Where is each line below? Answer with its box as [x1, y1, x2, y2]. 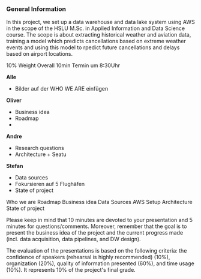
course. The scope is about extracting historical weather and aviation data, [6, 31, 191, 38]
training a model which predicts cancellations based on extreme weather [6, 38, 186, 45]
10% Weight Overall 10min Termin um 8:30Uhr [6, 62, 121, 69]
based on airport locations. [6, 50, 73, 58]
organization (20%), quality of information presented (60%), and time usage [6, 260, 195, 267]
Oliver [6, 97, 22, 104]
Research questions [14, 145, 64, 152]
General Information [6, 5, 67, 13]
